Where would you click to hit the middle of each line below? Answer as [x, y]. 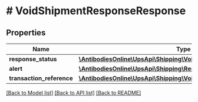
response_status [33, 59]
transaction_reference [41, 78]
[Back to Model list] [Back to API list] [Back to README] [74, 93]
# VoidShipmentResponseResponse [96, 11]
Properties [26, 33]
